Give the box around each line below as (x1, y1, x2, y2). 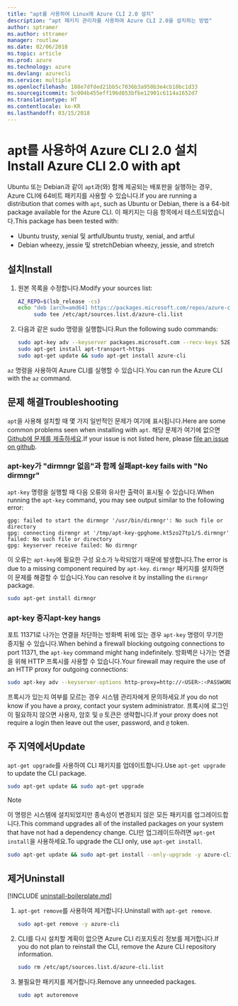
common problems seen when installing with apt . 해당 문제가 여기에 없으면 (7, 425, 221, 434)
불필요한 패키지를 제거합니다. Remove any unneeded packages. (17, 978, 197, 986)
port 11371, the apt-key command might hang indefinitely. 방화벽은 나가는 (7, 648, 217, 657)
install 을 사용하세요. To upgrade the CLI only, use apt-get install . (7, 837, 203, 845)
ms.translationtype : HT (7, 97, 78, 104)
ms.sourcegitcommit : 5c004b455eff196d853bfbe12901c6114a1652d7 (7, 90, 198, 97)
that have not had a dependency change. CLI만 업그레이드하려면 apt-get (7, 828, 216, 836)
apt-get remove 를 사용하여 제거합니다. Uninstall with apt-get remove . (17, 906, 212, 915)
